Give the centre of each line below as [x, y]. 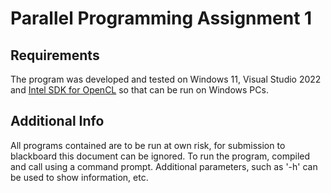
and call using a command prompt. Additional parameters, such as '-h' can [164, 166]
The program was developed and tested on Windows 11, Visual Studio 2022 [166, 79]
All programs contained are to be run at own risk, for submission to [148, 145]
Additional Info [57, 121]
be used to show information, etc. [79, 177]
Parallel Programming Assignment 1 [161, 18]
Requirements [55, 55]
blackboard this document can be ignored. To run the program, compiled [160, 156]
